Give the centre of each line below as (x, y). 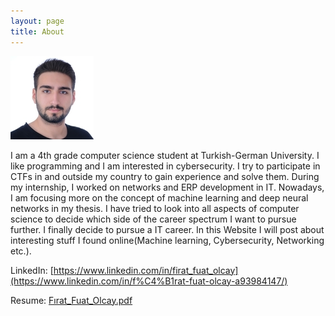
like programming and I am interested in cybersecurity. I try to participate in (165, 166)
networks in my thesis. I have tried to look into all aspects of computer (155, 208)
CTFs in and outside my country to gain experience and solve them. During (165, 176)
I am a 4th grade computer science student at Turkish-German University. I (165, 155)
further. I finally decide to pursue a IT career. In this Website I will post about (167, 229)
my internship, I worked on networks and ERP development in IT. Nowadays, (167, 187)
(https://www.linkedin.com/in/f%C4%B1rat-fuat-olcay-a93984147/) (149, 281)
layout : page (37, 21)
